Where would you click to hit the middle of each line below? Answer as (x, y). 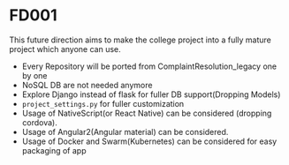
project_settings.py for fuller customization (103, 103)
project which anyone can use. (65, 49)
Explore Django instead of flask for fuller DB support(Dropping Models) (151, 94)
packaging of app (54, 150)
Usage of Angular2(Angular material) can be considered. (125, 131)
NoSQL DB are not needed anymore (87, 85)
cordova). (39, 122)
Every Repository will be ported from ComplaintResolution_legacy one (149, 66)
